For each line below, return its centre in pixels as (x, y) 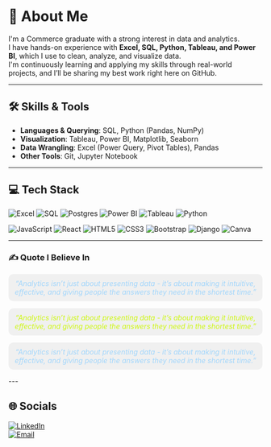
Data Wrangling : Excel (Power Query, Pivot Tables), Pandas (119, 147)
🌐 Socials (33, 406)
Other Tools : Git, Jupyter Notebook (79, 155)
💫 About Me (48, 17)
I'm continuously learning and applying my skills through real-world (120, 64)
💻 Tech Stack (44, 190)
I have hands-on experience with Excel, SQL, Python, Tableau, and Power (132, 47)
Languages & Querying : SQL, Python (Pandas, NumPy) (112, 130)
